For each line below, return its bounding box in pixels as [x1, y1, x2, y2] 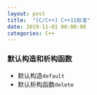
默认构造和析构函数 [7, 54, 72, 64]
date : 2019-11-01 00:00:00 [7, 23, 86, 30]
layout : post [7, 10, 46, 17]
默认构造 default [17, 71, 65, 80]
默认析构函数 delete [17, 80, 74, 88]
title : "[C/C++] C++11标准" [7, 17, 91, 24]
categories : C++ [7, 29, 55, 37]
